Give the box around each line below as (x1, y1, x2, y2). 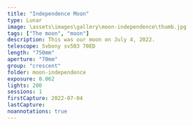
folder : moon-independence (7, 69, 86, 76)
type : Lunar (7, 17, 42, 24)
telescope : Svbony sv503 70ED (7, 43, 96, 50)
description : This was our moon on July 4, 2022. (7, 36, 156, 43)
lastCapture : (7, 101, 46, 108)
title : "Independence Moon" (7, 10, 90, 17)
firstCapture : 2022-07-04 (7, 95, 83, 102)
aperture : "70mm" (7, 56, 58, 63)
